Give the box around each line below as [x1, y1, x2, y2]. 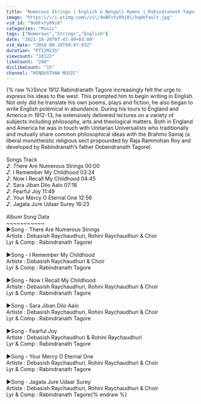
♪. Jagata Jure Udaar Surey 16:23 [6, 201, 90, 208]
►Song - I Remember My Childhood [6, 252, 95, 259]
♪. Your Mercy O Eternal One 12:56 [6, 194, 92, 201]
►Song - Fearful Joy [6, 328, 57, 335]
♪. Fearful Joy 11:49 [6, 188, 55, 195]
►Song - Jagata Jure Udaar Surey [6, 378, 91, 385]
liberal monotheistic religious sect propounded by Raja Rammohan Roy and [6, 137, 191, 144]
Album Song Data [6, 213, 50, 221]
